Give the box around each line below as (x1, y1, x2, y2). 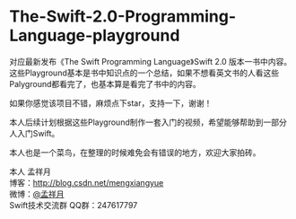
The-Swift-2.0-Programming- (9, 6, 237, 27)
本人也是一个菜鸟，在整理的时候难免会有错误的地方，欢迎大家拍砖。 (9, 146, 261, 158)
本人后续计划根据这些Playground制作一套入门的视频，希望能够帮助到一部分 (9, 117, 287, 127)
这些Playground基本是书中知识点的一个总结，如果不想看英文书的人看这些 (9, 67, 280, 78)
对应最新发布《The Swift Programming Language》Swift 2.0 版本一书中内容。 (9, 56, 292, 66)
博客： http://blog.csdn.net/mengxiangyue (9, 177, 164, 188)
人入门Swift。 (9, 127, 60, 138)
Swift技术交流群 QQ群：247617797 (9, 199, 138, 210)
